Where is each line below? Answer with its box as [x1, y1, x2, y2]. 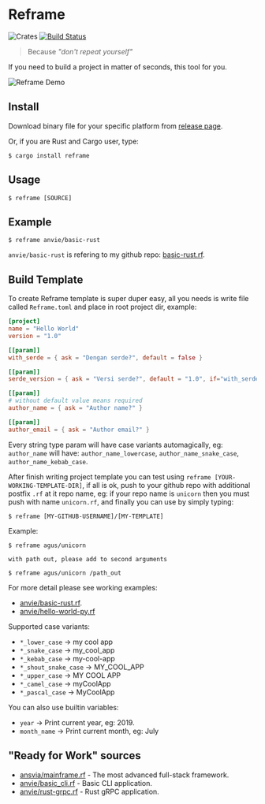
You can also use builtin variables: [8, 702, 119, 712]
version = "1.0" [8, 332, 62, 340]
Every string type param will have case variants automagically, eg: [8, 440, 223, 449]
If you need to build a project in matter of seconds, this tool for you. [8, 61, 227, 72]
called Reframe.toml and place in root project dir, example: [8, 302, 197, 312]
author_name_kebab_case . [8, 456, 88, 466]
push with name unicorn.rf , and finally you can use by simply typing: [8, 497, 234, 506]
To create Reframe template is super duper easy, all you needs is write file [8, 294, 249, 303]
